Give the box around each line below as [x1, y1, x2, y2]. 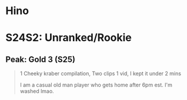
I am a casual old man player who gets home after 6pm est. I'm [19, 81, 173, 89]
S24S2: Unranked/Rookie [5, 31, 132, 45]
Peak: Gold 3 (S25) [5, 54, 76, 64]
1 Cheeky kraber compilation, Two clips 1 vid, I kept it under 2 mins [19, 70, 182, 77]
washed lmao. [19, 88, 54, 95]
